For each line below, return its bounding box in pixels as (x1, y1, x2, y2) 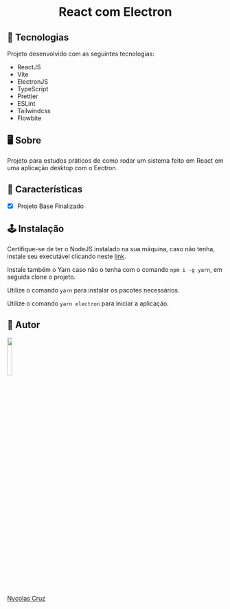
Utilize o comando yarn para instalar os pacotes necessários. (7, 286, 180, 294)
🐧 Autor (7, 319, 41, 330)
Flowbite (16, 114, 42, 122)
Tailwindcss (16, 107, 51, 115)
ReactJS (16, 63, 41, 71)
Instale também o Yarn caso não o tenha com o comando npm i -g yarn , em (7, 265, 223, 273)
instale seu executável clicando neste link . (7, 252, 126, 260)
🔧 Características (7, 183, 83, 196)
